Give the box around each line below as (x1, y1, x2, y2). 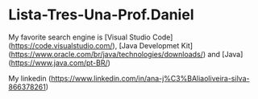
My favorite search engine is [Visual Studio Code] (8, 32, 173, 42)
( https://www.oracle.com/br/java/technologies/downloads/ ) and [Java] (8, 49, 243, 59)
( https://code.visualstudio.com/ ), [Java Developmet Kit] (8, 40, 193, 50)
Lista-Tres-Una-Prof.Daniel (8, 6, 194, 24)
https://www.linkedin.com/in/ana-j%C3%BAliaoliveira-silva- (51, 73, 250, 83)
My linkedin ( (8, 73, 52, 83)
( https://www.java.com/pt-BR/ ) (8, 58, 111, 68)
